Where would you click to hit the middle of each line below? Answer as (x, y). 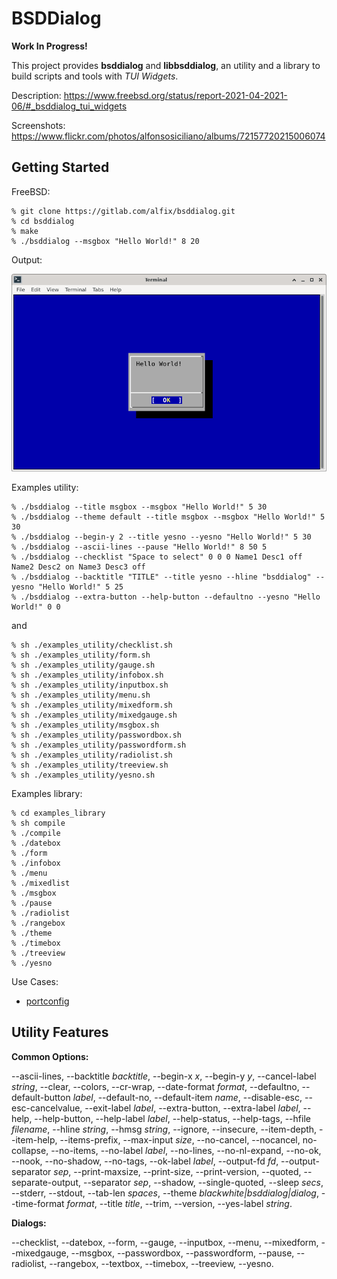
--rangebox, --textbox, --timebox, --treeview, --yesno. (161, 1263)
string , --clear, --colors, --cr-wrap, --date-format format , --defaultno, (155, 1086)
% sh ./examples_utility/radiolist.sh (92, 755)
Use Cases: (35, 981)
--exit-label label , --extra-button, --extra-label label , (192, 1108)
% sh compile (38, 823)
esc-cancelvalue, (47, 1108)
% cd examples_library (58, 813)
